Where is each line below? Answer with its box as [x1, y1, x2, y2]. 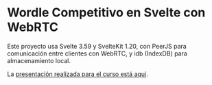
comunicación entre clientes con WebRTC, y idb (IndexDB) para [7, 49, 187, 58]
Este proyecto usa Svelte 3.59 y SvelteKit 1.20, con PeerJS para [7, 42, 187, 50]
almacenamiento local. [7, 56, 71, 64]
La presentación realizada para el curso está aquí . [7, 70, 149, 78]
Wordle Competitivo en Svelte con [7, 5, 206, 21]
